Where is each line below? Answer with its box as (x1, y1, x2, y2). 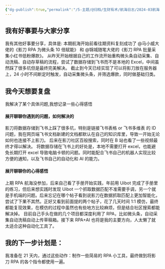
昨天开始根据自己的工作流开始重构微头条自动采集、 (51, 53, 155, 59)
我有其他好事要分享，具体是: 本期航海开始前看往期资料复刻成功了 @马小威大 (5, 40, 160, 47)
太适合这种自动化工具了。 (5, 223, 57, 229)
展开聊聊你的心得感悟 (5, 168, 48, 174)
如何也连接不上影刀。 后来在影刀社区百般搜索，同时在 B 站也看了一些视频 (5, 137, 154, 143)
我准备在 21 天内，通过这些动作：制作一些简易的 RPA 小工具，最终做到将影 (5, 253, 156, 259)
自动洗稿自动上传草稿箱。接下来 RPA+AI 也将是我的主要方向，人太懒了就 (9, 217, 156, 223)
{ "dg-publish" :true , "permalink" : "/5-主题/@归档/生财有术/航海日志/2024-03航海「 (5, 7, 164, 12)
